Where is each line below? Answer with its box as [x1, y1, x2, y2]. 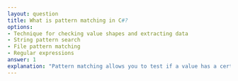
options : [7, 23, 33, 30]
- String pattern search [7, 37, 81, 44]
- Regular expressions [7, 50, 74, 57]
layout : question [7, 10, 59, 18]
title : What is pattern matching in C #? [7, 17, 129, 24]
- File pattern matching [7, 43, 81, 50]
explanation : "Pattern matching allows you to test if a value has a [7, 63, 217, 70]
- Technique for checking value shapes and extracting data [7, 30, 189, 37]
